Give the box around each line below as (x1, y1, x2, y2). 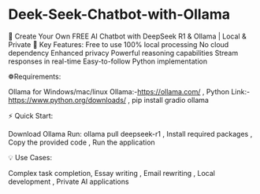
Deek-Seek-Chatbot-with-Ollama (8, 5, 231, 24)
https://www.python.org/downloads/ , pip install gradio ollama (8, 95, 209, 104)
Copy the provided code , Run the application (8, 137, 155, 147)
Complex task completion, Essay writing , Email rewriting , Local (8, 168, 215, 178)
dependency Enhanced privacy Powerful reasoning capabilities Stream (8, 48, 239, 57)
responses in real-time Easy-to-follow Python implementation (8, 57, 207, 66)
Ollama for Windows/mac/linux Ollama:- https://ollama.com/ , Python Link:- (8, 86, 251, 96)
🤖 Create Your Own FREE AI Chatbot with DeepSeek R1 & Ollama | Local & (8, 31, 247, 41)
